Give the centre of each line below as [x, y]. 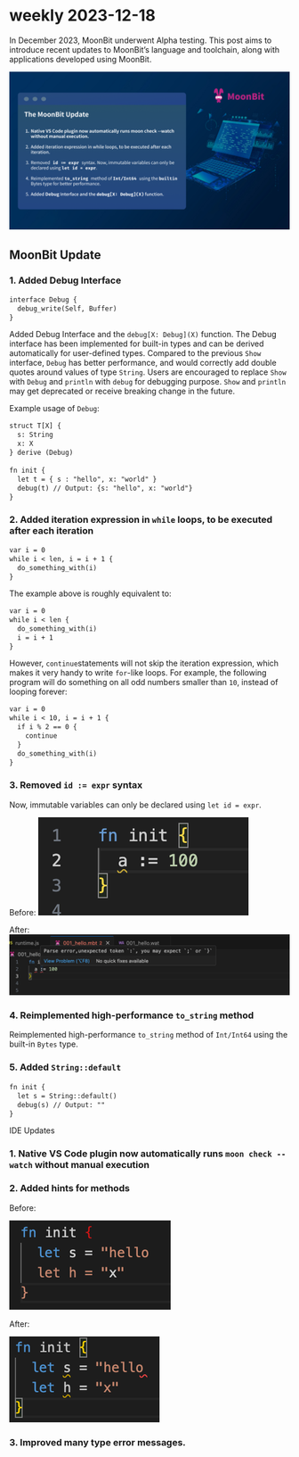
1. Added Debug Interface [65, 280]
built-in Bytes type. [44, 1044]
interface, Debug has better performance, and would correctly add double [143, 363]
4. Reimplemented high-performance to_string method [132, 1015]
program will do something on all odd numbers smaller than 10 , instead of [144, 683]
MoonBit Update [55, 255]
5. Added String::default [65, 1067]
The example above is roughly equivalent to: [90, 593]
